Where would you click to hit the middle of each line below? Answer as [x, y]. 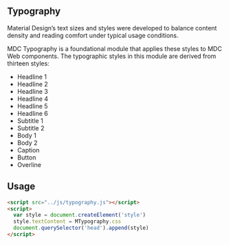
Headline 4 [33, 99]
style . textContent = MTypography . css [67, 222]
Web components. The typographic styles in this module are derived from [112, 56]
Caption [28, 150]
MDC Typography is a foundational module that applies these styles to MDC [115, 48]
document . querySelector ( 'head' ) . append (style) [81, 228]
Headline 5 [32, 106]
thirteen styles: [28, 63]
